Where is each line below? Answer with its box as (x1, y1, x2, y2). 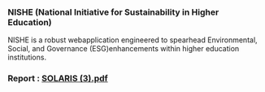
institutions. (7, 52, 46, 63)
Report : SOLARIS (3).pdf (7, 72, 109, 84)
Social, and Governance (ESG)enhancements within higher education (7, 44, 240, 54)
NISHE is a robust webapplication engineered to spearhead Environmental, (7, 35, 258, 45)
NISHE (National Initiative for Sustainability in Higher (7, 7, 219, 18)
